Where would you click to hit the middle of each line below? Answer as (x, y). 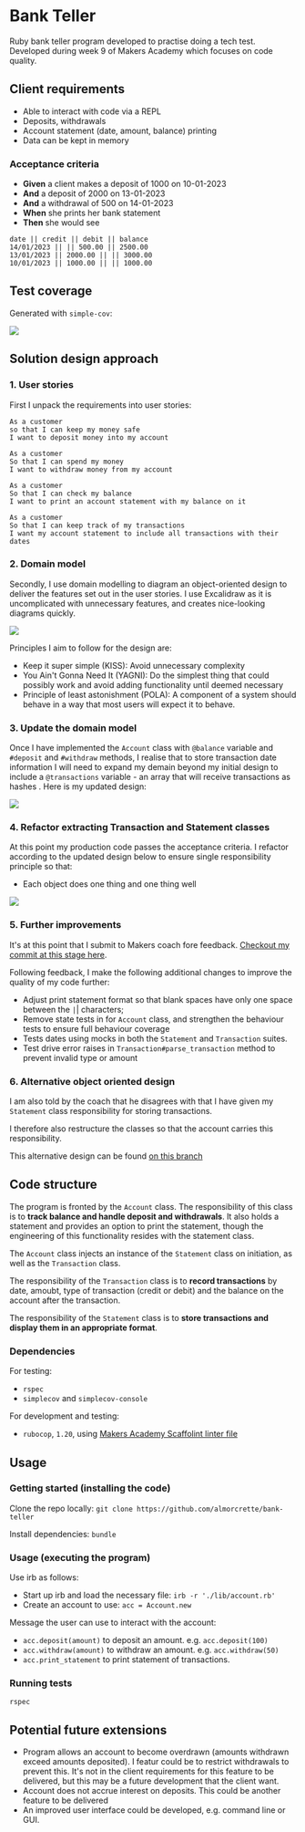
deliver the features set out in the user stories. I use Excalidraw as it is (141, 593)
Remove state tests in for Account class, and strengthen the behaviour (153, 1019)
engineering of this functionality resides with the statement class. (132, 1235)
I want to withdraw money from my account (91, 469)
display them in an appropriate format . (83, 1327)
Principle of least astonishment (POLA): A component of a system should (159, 694)
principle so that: (41, 867)
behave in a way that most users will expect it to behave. (129, 704)
